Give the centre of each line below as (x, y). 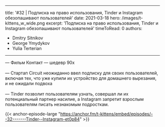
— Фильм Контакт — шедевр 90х (40, 63)
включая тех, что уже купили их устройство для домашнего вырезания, (81, 78)
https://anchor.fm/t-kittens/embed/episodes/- (107, 114)
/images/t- (132, 18)
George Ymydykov (31, 43)
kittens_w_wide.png (25, 23)
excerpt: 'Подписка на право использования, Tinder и (102, 23)
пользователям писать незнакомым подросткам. (57, 104)
